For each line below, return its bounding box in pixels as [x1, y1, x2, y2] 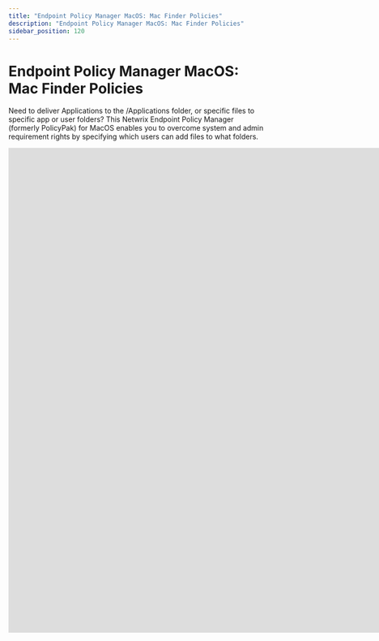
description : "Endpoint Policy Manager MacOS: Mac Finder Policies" [8, 19, 245, 28]
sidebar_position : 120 [8, 27, 85, 35]
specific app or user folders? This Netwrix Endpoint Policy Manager [8, 114, 234, 124]
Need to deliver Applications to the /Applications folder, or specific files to [8, 106, 255, 116]
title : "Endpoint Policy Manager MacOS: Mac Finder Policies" [8, 11, 223, 20]
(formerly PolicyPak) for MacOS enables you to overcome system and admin [8, 123, 264, 133]
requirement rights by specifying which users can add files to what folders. [8, 131, 259, 142]
